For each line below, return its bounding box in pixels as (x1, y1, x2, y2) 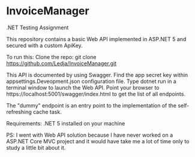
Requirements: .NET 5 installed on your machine (6, 119, 125, 127)
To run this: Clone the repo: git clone (6, 53, 97, 60)
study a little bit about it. (6, 144, 66, 151)
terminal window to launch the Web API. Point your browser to (6, 84, 160, 91)
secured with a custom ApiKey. (6, 42, 83, 49)
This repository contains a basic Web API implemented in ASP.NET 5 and (6, 35, 187, 42)
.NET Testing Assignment (6, 24, 69, 31)
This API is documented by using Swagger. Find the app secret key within (6, 71, 188, 78)
